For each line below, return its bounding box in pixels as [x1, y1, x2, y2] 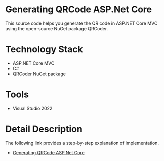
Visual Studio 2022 [12, 105, 53, 111]
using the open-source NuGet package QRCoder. [5, 25, 108, 31]
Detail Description [5, 123, 83, 135]
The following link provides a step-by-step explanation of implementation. [5, 140, 159, 146]
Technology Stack [5, 44, 84, 55]
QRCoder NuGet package [12, 71, 66, 77]
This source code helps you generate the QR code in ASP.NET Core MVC [5, 20, 158, 26]
